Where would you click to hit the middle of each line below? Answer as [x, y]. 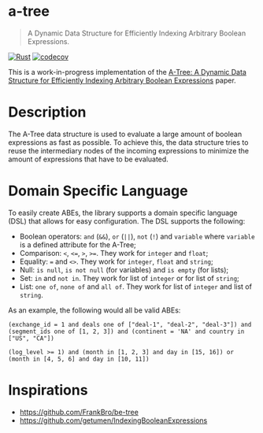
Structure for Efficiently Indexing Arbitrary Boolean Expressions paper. [122, 80]
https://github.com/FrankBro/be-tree [79, 412]
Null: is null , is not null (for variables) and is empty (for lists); [124, 269]
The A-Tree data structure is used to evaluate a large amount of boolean [125, 134]
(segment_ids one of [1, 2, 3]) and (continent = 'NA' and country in [126, 331]
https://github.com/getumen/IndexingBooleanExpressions [113, 420]
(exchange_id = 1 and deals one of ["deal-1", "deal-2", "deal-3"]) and [130, 324]
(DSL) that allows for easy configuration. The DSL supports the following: [127, 221]
